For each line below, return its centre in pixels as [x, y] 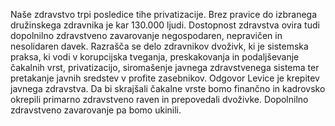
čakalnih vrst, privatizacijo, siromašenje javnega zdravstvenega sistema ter [165, 67]
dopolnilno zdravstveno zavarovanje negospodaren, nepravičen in [146, 35]
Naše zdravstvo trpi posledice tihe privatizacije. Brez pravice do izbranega [164, 14]
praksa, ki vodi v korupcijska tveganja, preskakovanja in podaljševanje [155, 57]
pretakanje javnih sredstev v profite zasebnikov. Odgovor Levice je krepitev [165, 78]
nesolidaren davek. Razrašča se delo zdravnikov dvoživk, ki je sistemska [159, 46]
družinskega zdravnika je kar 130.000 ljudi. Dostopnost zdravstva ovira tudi [165, 25]
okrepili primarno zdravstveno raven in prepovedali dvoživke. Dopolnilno [159, 99]
